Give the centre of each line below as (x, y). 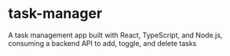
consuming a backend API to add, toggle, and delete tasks (102, 43)
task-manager (55, 14)
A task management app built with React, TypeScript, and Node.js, (115, 35)
